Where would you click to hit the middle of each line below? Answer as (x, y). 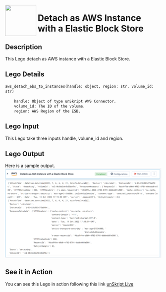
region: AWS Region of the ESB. (47, 111)
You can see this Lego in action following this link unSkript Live (69, 284)
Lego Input (22, 126)
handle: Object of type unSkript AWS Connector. (65, 101)
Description (24, 47)
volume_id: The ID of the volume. (50, 106)
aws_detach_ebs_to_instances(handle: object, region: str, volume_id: (80, 86)
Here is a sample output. (30, 166)
